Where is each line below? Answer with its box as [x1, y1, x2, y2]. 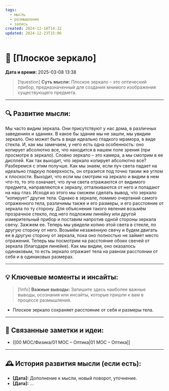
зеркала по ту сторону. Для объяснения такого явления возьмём [5, 205, 146, 211]
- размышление [10, 17, 39, 22]
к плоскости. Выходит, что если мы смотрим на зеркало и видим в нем [5, 173, 159, 179]
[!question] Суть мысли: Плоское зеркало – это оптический [17, 79, 147, 85]
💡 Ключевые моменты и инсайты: [5, 273, 119, 282]
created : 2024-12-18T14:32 [5, 26, 62, 31]
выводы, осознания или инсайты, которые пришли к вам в [17, 291, 144, 297]
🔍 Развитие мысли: [5, 109, 71, 118]
